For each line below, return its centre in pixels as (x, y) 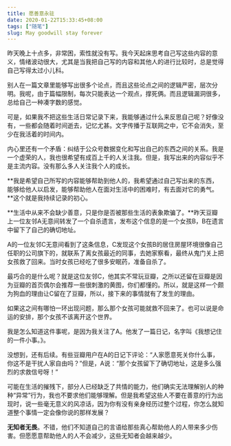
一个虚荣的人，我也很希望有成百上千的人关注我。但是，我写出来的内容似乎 (112, 158)
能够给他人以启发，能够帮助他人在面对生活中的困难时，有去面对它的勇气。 (112, 190)
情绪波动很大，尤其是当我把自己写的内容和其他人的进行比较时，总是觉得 (121, 62)
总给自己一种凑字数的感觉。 (46, 102)
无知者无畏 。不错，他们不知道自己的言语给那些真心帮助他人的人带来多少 (109, 427)
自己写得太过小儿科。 (37, 70)
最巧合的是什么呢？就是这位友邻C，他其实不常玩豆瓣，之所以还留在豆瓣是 (112, 276)
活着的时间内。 (46, 134)
